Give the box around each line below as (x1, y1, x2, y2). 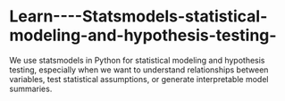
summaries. (9, 83, 53, 94)
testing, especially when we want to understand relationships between (9, 64, 269, 75)
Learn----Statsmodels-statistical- (9, 6, 268, 27)
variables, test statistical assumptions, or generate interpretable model (9, 73, 269, 84)
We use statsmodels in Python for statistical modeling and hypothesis (9, 55, 265, 65)
